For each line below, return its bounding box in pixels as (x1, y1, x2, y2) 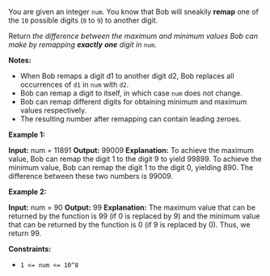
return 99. (8, 228, 42, 238)
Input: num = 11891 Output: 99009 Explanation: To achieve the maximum (8, 146, 255, 155)
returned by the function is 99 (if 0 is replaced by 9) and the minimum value (8, 211, 260, 221)
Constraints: (8, 244, 52, 253)
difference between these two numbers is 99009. (8, 172, 174, 180)
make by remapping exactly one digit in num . (8, 40, 158, 49)
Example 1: (8, 130, 46, 139)
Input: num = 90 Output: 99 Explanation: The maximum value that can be (8, 202, 256, 212)
